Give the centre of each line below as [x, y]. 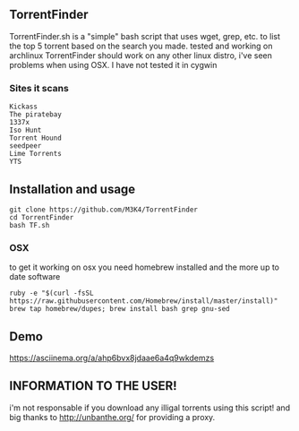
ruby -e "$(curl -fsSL [51, 293]
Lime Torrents [36, 154]
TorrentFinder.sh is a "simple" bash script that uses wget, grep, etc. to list [145, 36]
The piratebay [36, 115]
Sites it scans [39, 88]
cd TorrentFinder [42, 217]
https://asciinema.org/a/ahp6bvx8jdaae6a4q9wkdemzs [112, 358]
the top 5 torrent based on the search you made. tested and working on [141, 46]
